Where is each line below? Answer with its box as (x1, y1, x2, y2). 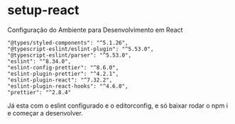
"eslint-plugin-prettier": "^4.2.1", (7, 70, 119, 77)
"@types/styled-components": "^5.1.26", (7, 39, 129, 46)
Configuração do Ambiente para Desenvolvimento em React (7, 26, 183, 34)
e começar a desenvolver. (7, 108, 83, 117)
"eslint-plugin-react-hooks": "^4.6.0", (7, 82, 129, 90)
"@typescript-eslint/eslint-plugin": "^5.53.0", (7, 45, 154, 52)
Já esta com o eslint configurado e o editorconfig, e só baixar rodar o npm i (7, 101, 229, 110)
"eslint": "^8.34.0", (7, 57, 72, 65)
